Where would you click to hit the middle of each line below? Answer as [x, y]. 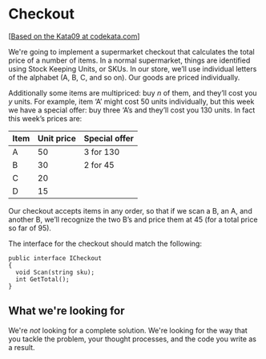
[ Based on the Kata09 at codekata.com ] [74, 36]
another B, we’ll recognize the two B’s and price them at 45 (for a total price [133, 219]
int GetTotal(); [42, 279]
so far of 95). [30, 228]
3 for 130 [102, 152]
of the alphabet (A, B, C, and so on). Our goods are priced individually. [124, 77]
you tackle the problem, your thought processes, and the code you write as [132, 339]
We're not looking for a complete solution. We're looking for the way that [128, 330]
